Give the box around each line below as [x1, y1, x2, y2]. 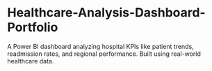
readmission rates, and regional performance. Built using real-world [7, 50, 202, 58]
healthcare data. [7, 57, 54, 65]
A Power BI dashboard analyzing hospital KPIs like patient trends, [7, 42, 194, 50]
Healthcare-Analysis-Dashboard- [7, 5, 206, 21]
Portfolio [7, 19, 58, 35]
